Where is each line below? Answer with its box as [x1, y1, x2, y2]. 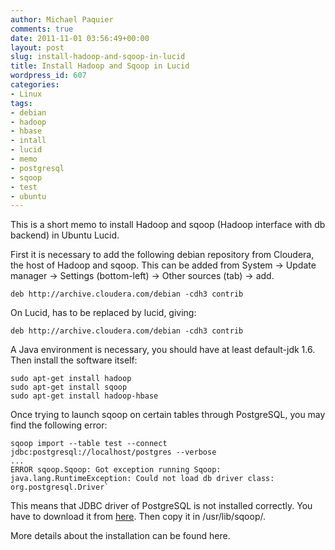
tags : [10, 98, 33, 108]
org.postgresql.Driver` [10, 482, 110, 493]
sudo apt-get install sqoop [10, 382, 128, 393]
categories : [10, 80, 60, 90]
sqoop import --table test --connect [10, 439, 168, 449]
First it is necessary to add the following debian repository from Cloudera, [10, 249, 315, 261]
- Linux [10, 89, 43, 99]
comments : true [10, 24, 74, 34]
